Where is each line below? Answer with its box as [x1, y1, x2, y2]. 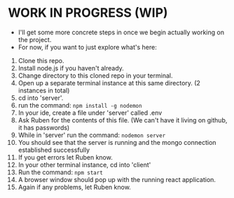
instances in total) [18, 86, 70, 94]
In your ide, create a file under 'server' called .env [18, 108, 163, 117]
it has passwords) [18, 123, 70, 132]
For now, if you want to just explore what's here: [18, 43, 157, 51]
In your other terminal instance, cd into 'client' [18, 160, 151, 169]
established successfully [18, 146, 90, 154]
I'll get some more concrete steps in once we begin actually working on [18, 28, 225, 36]
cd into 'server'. [18, 93, 64, 102]
